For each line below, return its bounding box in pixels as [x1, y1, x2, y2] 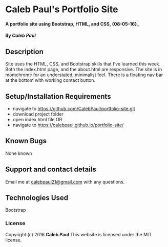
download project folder [12, 111, 64, 117]
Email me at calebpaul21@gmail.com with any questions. [5, 178, 125, 185]
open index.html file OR [12, 117, 62, 122]
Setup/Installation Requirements [5, 92, 111, 101]
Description [5, 47, 44, 56]
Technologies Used [5, 193, 68, 203]
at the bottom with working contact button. [5, 77, 96, 83]
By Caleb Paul [5, 32, 36, 39]
